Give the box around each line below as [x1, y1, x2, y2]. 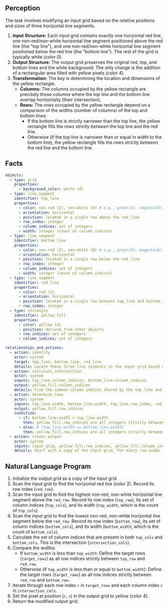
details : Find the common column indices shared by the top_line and [14, 387, 162, 392]
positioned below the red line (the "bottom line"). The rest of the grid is [12, 48, 158, 54]
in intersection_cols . [12, 588, 57, 594]
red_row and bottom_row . [19, 577, 70, 583]
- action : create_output [9, 434, 61, 439]
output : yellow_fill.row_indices [14, 406, 84, 411]
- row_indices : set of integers [18, 331, 86, 336]
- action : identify [9, 350, 50, 355]
